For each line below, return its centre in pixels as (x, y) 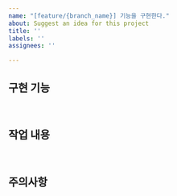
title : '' (25, 31)
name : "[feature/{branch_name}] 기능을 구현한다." (89, 16)
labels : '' (27, 38)
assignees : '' (32, 46)
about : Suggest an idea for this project (79, 23)
